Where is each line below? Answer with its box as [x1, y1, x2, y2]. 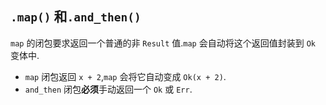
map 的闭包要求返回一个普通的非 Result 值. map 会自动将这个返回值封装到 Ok [10, 37, 316, 49]
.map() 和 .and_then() [10, 8, 142, 26]
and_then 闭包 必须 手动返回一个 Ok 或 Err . [24, 83, 193, 95]
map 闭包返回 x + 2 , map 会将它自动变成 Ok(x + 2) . [24, 70, 227, 82]
